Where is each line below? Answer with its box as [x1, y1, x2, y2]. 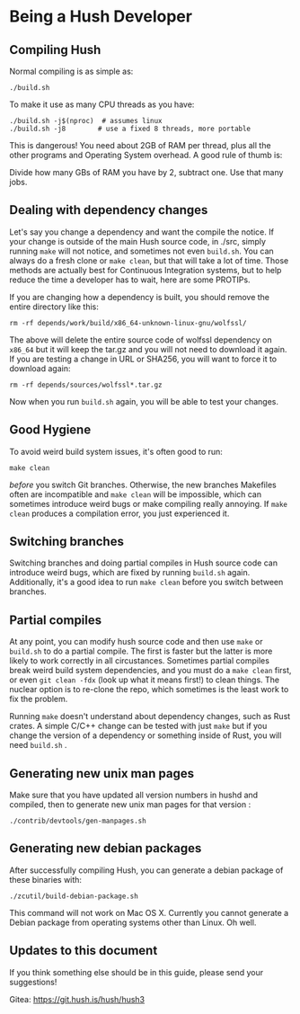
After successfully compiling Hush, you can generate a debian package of [9, 865, 284, 876]
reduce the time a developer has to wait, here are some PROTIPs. [9, 274, 251, 285]
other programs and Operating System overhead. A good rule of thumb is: [9, 150, 283, 160]
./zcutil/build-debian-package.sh [9, 892, 139, 901]
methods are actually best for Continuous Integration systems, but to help [9, 264, 282, 275]
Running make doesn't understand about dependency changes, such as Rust [9, 711, 291, 722]
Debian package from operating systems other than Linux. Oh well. [9, 917, 257, 928]
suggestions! [9, 976, 57, 987]
